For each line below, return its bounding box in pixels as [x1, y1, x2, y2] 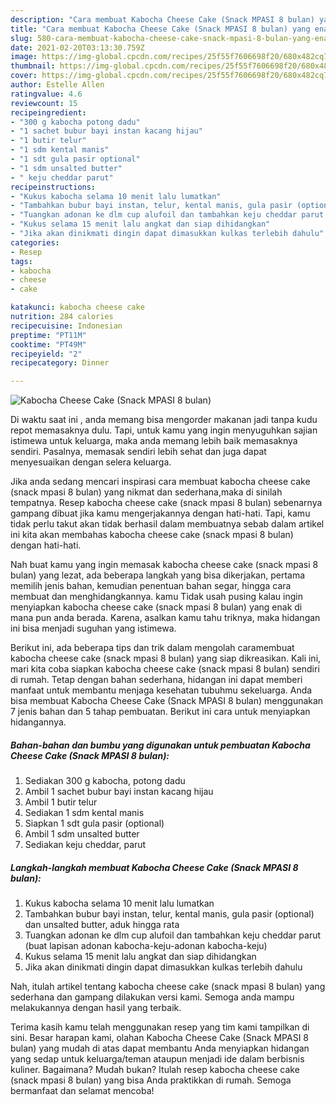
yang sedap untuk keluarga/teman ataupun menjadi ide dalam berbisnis [10, 1053, 305, 1065]
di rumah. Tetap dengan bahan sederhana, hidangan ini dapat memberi [10, 674, 303, 686]
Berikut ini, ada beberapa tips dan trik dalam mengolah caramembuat [10, 642, 295, 654]
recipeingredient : [10, 107, 87, 118]
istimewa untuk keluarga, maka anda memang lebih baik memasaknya [10, 435, 298, 447]
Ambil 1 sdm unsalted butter [24, 828, 140, 840]
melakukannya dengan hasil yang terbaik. [10, 1002, 182, 1014]
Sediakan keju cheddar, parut [24, 839, 147, 851]
